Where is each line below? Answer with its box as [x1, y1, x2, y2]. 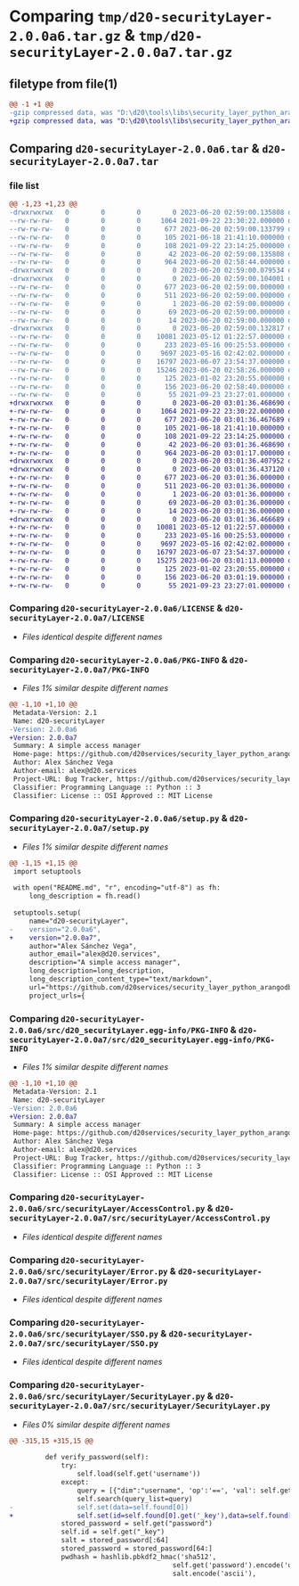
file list [9, 179, 40, 192]
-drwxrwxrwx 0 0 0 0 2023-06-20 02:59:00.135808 [9, 208, 285, 218]
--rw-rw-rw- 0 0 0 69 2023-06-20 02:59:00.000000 [9, 308, 285, 316]
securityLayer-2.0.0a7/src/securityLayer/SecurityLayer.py [9, 1401, 271, 1411]
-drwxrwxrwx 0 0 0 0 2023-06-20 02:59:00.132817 [9, 324, 285, 333]
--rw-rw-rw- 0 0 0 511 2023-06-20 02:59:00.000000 [9, 291, 285, 300]
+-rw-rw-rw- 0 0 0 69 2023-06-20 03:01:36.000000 [9, 497, 285, 507]
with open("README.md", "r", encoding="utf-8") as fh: [12, 883, 221, 892]
